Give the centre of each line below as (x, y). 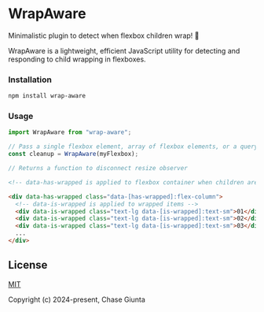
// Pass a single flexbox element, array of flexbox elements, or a (123, 147)
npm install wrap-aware (47, 96)
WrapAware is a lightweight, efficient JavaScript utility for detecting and (124, 50)
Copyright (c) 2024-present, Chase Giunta (77, 299)
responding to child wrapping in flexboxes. (77, 59)
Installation (30, 80)
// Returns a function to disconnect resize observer (98, 169)
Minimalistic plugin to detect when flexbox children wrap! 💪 (104, 35)
